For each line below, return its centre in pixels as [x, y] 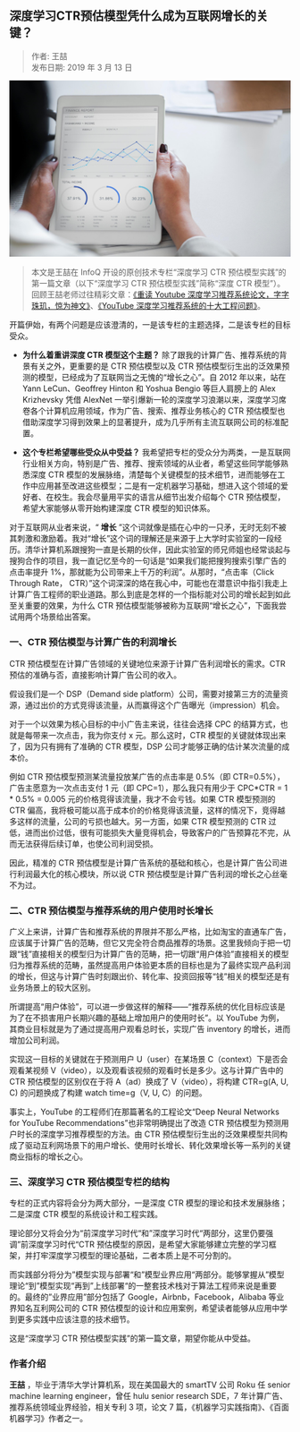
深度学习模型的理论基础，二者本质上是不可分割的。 [142, 1256]
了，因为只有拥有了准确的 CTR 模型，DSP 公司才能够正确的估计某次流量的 [146, 746]
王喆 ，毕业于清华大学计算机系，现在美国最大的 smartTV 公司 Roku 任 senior [150, 1385]
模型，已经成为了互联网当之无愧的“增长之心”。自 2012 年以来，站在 [162, 378]
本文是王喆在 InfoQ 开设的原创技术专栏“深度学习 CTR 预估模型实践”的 [159, 272]
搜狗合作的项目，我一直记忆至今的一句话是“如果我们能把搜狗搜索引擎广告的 [148, 561]
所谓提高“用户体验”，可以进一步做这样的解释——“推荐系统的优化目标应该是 [147, 1006]
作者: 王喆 [49, 55]
